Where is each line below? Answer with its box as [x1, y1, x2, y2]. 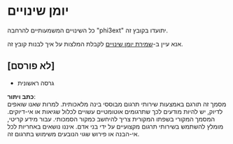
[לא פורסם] [7, 60, 55, 72]
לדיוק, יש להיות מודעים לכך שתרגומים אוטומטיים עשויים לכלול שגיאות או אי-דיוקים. [7, 107, 223, 115]
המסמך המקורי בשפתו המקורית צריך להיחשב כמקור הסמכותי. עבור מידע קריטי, [7, 114, 216, 123]
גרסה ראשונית [17, 79, 55, 87]
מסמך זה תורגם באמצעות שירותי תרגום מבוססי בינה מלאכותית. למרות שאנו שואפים [7, 100, 227, 108]
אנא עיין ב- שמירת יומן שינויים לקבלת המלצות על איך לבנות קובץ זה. [7, 39, 183, 48]
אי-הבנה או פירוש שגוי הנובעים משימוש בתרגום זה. [7, 129, 140, 138]
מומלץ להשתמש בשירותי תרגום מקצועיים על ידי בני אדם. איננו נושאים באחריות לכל [7, 122, 224, 131]
